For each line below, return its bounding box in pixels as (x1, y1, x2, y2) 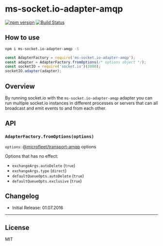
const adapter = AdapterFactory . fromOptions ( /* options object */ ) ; (5, 60, 147, 65)
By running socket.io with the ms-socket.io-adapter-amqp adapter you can (5, 95, 153, 100)
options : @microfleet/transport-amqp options (5, 144, 97, 149)
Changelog (5, 192, 39, 200)
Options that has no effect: (5, 153, 58, 159)
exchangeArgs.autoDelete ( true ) (12, 163, 76, 168)
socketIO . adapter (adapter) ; (5, 69, 62, 74)
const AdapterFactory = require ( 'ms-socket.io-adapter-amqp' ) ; (5, 55, 136, 60)
